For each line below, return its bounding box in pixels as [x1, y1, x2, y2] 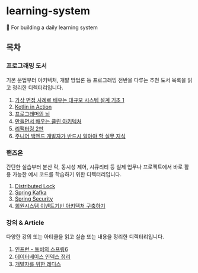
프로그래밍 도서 [6, 62, 47, 70]
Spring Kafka [14, 189, 47, 196]
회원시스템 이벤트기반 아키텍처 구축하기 [14, 202, 106, 209]
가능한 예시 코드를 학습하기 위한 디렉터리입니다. [12, 170, 122, 177]
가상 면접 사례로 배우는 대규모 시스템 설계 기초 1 [14, 96, 124, 103]
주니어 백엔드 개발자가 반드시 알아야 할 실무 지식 [14, 132, 126, 139]
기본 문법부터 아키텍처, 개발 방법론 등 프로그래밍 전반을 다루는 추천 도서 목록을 [6, 76, 187, 84]
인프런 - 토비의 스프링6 [14, 246, 68, 253]
